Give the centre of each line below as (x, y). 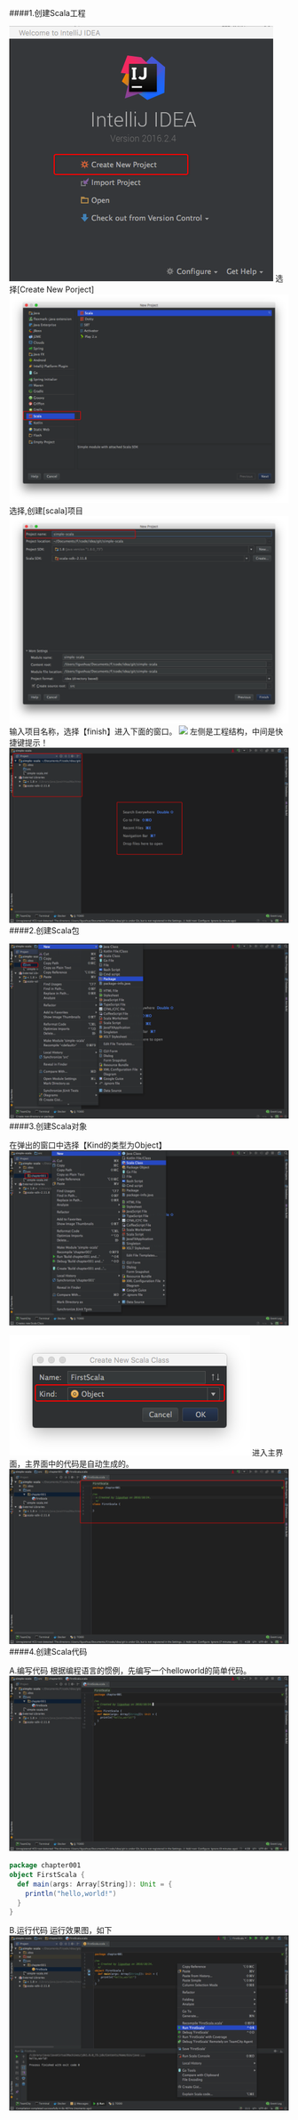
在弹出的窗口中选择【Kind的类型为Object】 (88, 1145)
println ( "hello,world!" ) (71, 1893)
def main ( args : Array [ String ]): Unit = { (95, 1884)
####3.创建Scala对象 (48, 1126)
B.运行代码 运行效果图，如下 (61, 1931)
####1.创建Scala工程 (47, 13)
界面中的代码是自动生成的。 (83, 1464)
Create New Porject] (57, 289)
